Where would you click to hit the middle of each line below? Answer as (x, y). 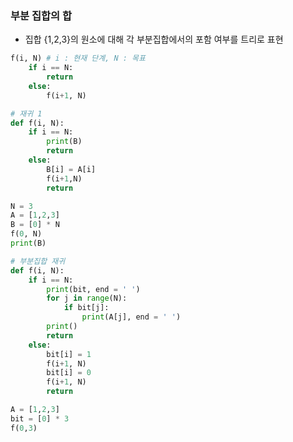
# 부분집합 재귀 (38, 261)
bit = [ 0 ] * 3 (40, 418)
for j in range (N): (87, 298)
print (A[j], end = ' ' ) (131, 317)
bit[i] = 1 (69, 354)
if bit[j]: (86, 308)
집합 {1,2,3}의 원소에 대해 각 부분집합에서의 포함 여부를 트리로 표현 (154, 39)
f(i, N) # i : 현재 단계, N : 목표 (78, 58)
